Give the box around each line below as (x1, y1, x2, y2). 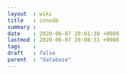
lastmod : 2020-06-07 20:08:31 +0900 (7, 37, 120, 44)
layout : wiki (7, 10, 53, 18)
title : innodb (7, 17, 59, 24)
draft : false (7, 50, 56, 57)
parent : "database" (7, 56, 72, 63)
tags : (7, 43, 37, 50)
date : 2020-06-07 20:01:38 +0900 (7, 30, 120, 37)
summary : (7, 23, 37, 30)
